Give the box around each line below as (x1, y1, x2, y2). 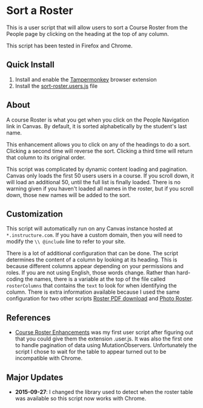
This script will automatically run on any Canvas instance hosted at (6, 225, 173, 232)
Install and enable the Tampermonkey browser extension (15, 75, 157, 83)
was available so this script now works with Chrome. (15, 395, 147, 402)
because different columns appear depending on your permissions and (6, 263, 184, 270)
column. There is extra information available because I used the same (6, 288, 180, 296)
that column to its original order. (6, 153, 86, 161)
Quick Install (6, 60, 55, 70)
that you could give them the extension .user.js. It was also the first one (15, 335, 193, 342)
